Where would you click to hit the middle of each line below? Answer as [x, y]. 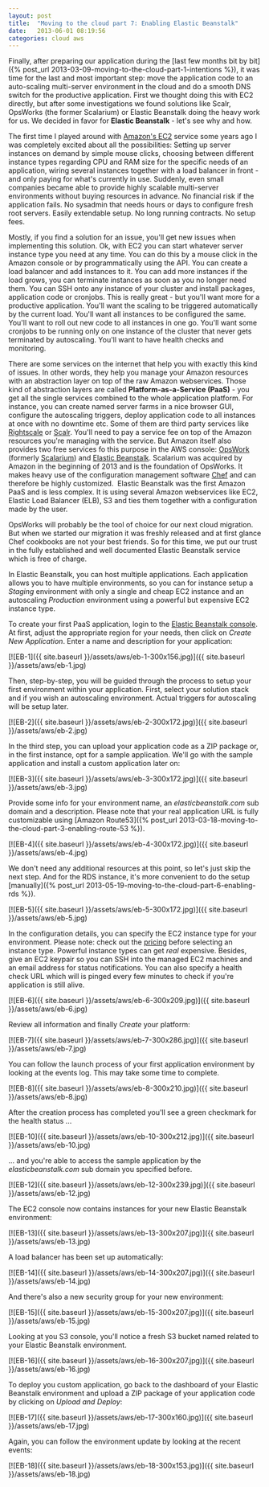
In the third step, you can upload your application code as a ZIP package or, [133, 746]
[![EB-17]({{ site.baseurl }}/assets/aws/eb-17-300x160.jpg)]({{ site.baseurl [131, 1417]
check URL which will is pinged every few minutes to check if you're [121, 977]
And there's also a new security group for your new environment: [116, 1297]
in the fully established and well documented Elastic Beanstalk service [124, 551]
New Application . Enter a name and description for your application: [120, 641]
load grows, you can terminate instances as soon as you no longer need [127, 280]
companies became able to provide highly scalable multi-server [114, 188]
